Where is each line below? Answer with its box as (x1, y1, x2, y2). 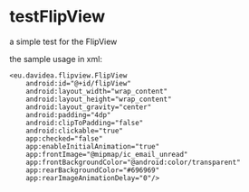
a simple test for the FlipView (9, 36, 118, 47)
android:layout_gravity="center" (25, 102, 152, 112)
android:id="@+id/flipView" (25, 78, 131, 87)
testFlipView (9, 6, 106, 27)
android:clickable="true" (25, 126, 124, 135)
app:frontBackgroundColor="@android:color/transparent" (25, 158, 242, 167)
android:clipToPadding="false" (25, 118, 144, 127)
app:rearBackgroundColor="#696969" (25, 165, 160, 175)
